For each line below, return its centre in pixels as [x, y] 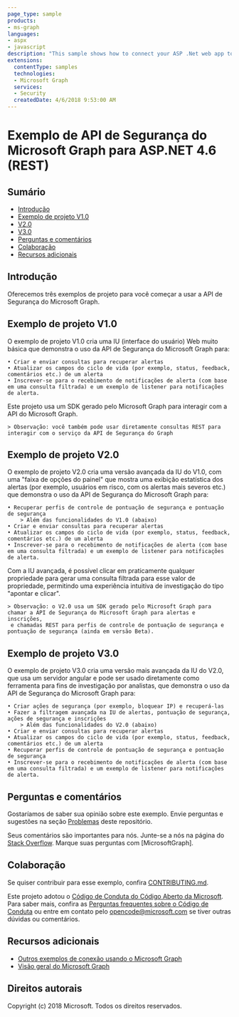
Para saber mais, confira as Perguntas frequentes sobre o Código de [108, 904]
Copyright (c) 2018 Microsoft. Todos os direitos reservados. [95, 1006]
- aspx [17, 41]
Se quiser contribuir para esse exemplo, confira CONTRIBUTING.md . [108, 882]
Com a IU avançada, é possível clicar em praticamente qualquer [101, 571]
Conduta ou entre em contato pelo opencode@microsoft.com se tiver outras [119, 911]
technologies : [34, 73]
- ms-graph [23, 27]
